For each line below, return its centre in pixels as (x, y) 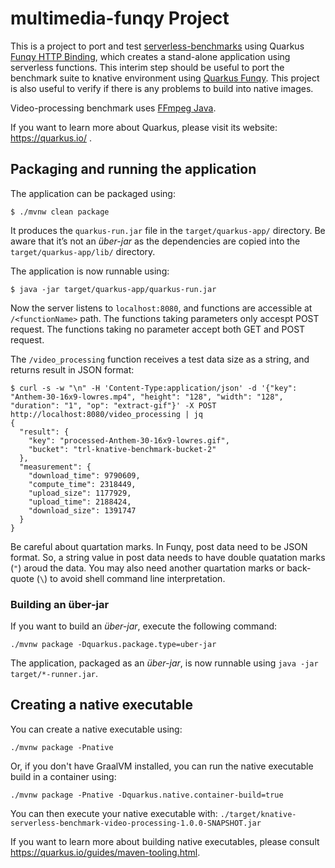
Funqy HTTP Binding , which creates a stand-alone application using (150, 56)
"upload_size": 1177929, (80, 493)
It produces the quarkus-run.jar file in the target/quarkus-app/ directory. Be (168, 230)
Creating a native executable (101, 705)
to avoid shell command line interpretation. (137, 578)
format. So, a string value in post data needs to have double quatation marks (168, 557)
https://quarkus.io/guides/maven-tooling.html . (105, 852)
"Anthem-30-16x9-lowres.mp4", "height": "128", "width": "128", (147, 397)
